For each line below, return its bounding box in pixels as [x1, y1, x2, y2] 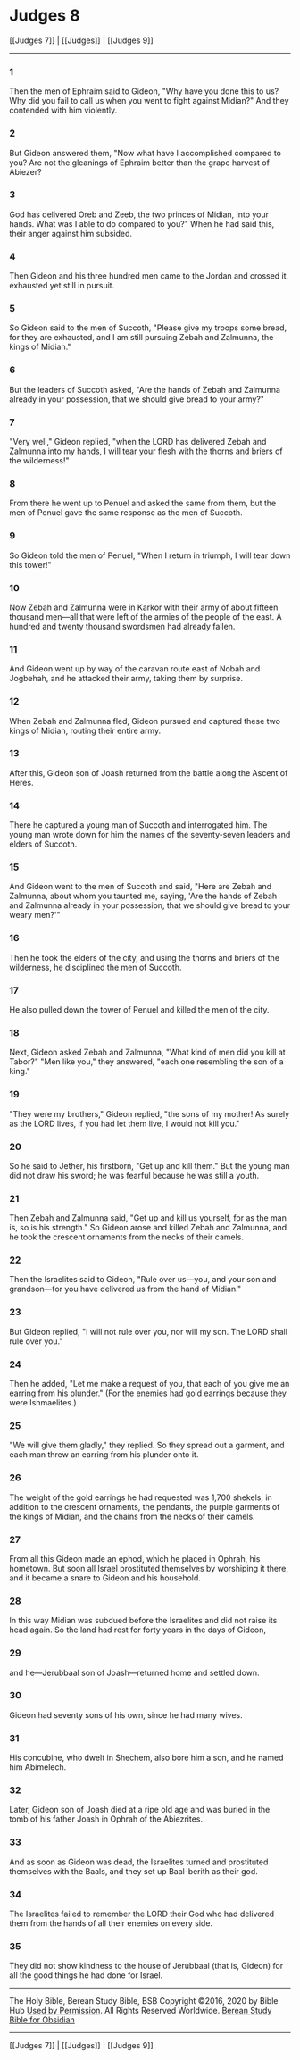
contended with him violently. [9, 104, 118, 116]
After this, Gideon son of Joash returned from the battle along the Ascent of [9, 767, 288, 778]
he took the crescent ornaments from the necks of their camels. [9, 1231, 244, 1242]
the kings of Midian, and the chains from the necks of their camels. [9, 1511, 256, 1522]
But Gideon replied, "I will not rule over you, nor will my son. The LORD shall [9, 1326, 288, 1337]
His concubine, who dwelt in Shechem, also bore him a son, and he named [9, 1752, 284, 1764]
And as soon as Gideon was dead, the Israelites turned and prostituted [9, 1856, 269, 1867]
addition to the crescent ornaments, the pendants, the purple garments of [9, 1501, 280, 1512]
